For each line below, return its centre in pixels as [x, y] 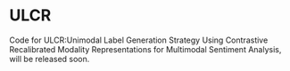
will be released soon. [50, 59]
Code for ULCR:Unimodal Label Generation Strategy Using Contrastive [139, 40]
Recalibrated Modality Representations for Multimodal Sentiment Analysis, [145, 49]
